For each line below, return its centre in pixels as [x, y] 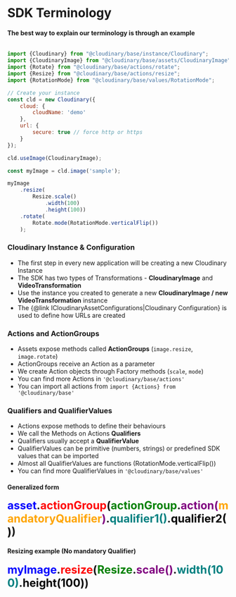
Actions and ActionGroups [53, 333]
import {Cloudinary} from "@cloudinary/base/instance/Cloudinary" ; [108, 54]
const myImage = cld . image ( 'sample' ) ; [64, 171]
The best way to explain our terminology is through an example [101, 32]
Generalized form [33, 487]
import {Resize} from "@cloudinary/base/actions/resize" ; [94, 74]
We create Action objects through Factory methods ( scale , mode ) [110, 371]
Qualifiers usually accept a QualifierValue [78, 441]
